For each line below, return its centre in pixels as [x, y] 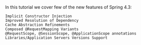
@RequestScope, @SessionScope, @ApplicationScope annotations [71, 34]
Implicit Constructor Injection [38, 16]
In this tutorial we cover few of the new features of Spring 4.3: [69, 7]
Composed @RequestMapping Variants [42, 29]
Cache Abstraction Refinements [37, 25]
